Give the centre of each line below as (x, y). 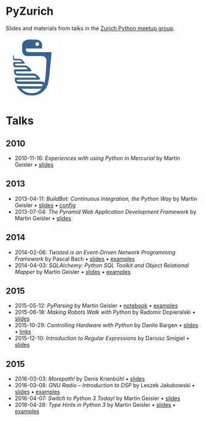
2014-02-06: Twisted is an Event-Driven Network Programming (95, 252)
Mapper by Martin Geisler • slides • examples (72, 271)
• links (23, 332)
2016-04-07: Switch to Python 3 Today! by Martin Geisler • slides (97, 398)
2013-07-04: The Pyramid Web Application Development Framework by (106, 211)
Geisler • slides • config (45, 205)
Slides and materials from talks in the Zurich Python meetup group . (91, 28)
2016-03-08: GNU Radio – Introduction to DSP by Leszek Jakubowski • (105, 385)
